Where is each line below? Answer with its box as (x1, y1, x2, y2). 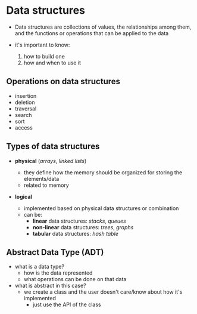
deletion (14, 98, 35, 106)
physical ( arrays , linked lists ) (14, 157, 87, 164)
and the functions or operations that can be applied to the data (14, 29, 169, 36)
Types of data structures (6, 141, 100, 152)
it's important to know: (14, 41, 70, 48)
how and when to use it (23, 59, 82, 66)
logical (14, 193, 33, 200)
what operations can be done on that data (23, 276, 127, 283)
